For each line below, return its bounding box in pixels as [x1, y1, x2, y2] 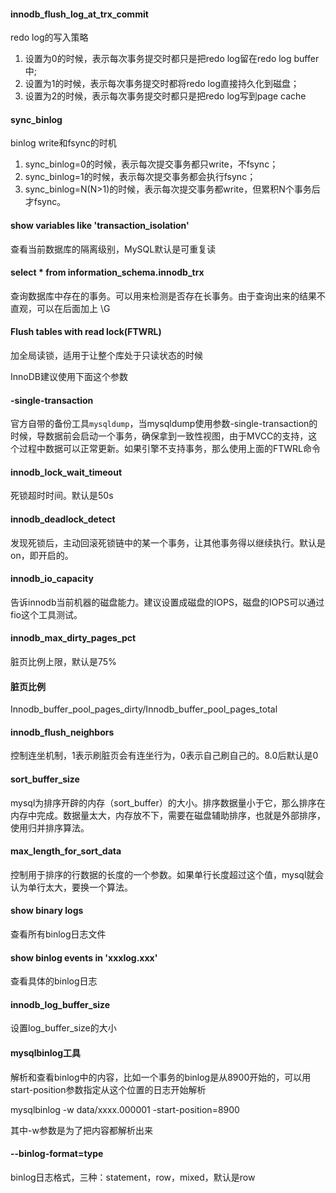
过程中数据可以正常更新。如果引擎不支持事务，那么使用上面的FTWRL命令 [18, 443, 322, 455]
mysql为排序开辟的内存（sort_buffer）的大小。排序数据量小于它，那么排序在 [10, 796, 326, 809]
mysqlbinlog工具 [10, 1047, 81, 1059]
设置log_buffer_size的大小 [10, 1022, 117, 1034]
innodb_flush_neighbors [10, 726, 115, 738]
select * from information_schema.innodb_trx [10, 266, 205, 279]
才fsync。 [24, 196, 67, 208]
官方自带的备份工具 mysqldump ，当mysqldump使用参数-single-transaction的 [10, 418, 318, 430]
